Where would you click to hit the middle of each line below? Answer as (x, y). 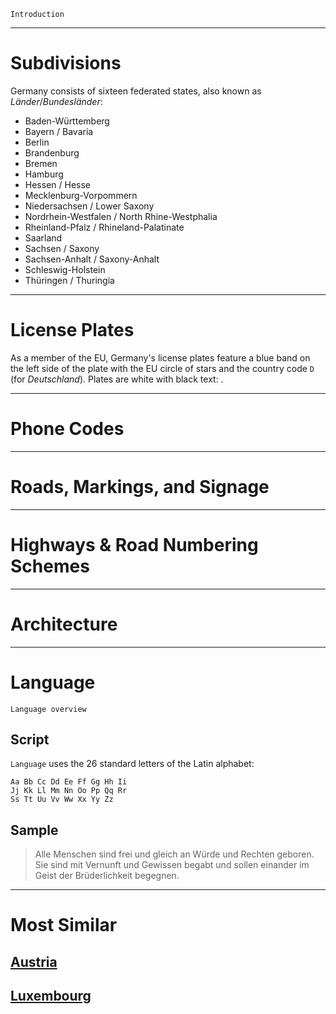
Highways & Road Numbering (134, 544)
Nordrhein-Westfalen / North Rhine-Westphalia (121, 216)
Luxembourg (51, 996)
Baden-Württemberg (67, 121)
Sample (34, 830)
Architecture (64, 624)
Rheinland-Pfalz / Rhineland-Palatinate (104, 227)
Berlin (37, 142)
